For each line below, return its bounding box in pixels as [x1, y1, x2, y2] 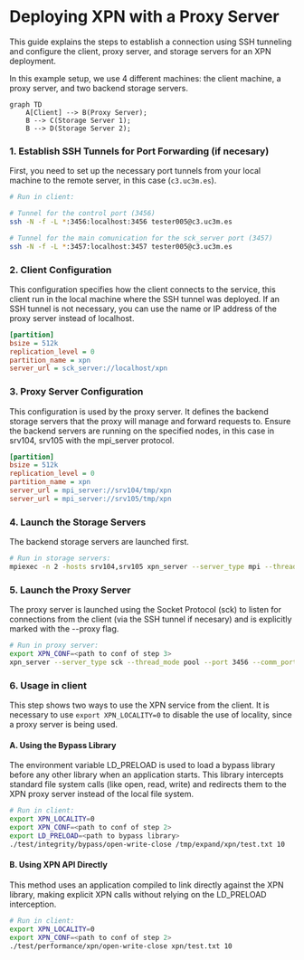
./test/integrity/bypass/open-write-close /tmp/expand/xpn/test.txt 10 [9, 840, 285, 849]
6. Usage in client [9, 679, 88, 691]
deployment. [9, 55, 56, 66]
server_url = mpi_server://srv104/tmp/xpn [9, 486, 172, 495]
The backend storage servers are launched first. [9, 537, 190, 547]
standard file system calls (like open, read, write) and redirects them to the [9, 779, 287, 790]
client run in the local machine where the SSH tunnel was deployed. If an [9, 293, 280, 304]
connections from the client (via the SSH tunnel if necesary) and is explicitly [9, 613, 292, 625]
